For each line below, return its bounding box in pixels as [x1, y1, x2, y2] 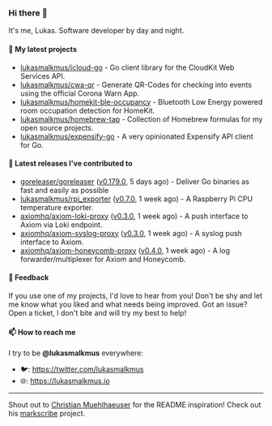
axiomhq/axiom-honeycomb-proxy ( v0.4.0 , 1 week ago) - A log [19, 245, 231, 255]
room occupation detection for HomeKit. [19, 105, 155, 115]
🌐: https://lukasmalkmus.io [19, 377, 111, 386]
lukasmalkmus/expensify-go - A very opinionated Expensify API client [19, 131, 253, 141]
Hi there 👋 [8, 7, 49, 19]
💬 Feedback [8, 273, 49, 282]
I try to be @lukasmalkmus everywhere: [8, 348, 144, 358]
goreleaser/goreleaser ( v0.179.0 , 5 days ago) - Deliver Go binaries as [19, 176, 249, 186]
